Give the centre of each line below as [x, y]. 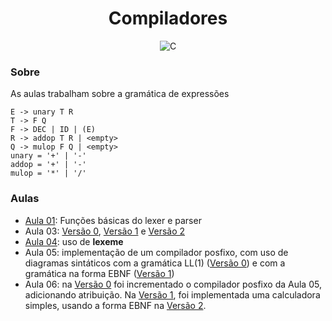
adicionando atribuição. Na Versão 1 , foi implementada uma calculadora [172, 294]
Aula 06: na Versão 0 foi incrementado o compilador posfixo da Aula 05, [173, 284]
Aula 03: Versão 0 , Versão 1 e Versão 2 [105, 231]
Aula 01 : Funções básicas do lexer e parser [113, 220]
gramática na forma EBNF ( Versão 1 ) [99, 273]
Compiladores [168, 18]
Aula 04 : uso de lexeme [74, 241]
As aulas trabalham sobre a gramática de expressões [120, 94]
